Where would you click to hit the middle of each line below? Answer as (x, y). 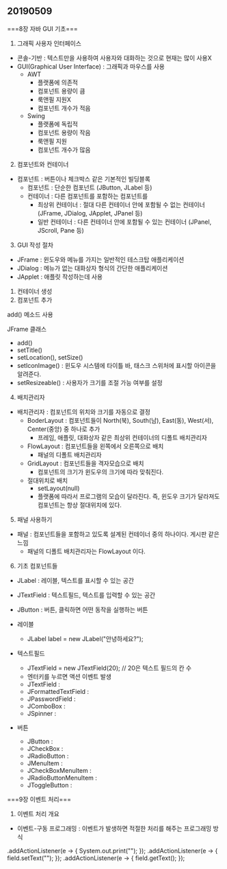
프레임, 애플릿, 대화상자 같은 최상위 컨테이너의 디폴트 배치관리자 (122, 437)
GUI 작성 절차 (35, 245)
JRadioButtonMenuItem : (62, 778)
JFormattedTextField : (58, 691)
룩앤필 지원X (54, 100)
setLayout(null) (58, 488)
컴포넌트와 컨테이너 (43, 164)
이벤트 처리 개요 (38, 813)
